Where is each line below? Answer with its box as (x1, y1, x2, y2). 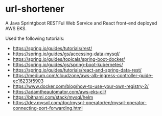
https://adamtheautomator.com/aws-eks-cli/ (12, 88, 106, 95)
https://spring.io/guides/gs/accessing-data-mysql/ (12, 51, 120, 57)
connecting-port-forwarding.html (12, 105, 83, 111)
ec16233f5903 (12, 78, 44, 84)
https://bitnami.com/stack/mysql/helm (12, 94, 94, 100)
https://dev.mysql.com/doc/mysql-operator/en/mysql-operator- (12, 99, 147, 105)
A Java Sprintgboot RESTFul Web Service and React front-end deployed (5, 20, 157, 26)
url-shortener (5, 3, 65, 15)
